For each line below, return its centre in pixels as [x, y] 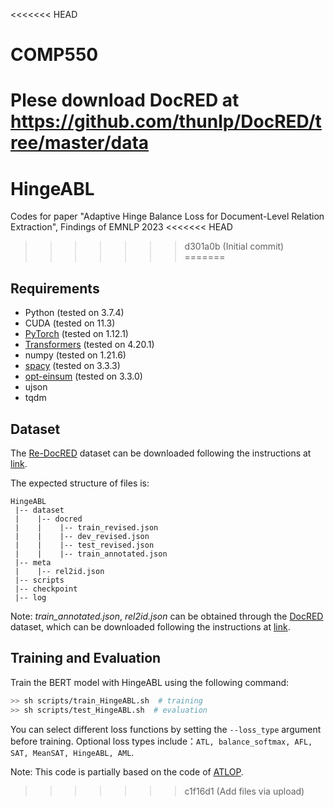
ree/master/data [80, 143]
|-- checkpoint [46, 589]
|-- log [30, 597]
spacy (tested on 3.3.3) [72, 366]
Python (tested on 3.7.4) [74, 313]
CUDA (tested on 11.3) [70, 323]
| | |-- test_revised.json [84, 545]
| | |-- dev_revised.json [82, 536]
